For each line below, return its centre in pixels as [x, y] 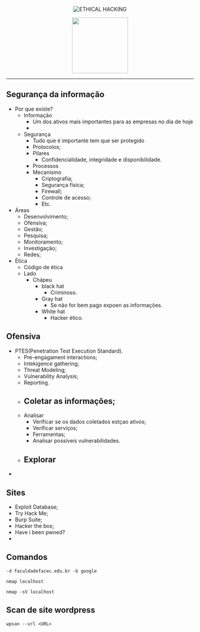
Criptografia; [57, 178]
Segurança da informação [55, 94]
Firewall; [52, 191]
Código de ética [43, 267]
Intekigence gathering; [51, 363]
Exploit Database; [36, 507]
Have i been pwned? [40, 533]
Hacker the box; [35, 526]
